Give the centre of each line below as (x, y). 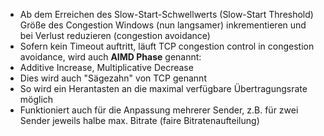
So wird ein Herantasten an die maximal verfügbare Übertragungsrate (163, 88)
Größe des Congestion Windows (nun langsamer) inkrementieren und (163, 25)
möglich (36, 99)
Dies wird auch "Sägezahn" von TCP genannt (113, 78)
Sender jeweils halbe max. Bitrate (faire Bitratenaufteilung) (139, 120)
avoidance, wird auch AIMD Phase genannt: (110, 57)
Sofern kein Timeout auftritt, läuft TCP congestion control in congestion (167, 46)
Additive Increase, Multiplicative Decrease (106, 67)
